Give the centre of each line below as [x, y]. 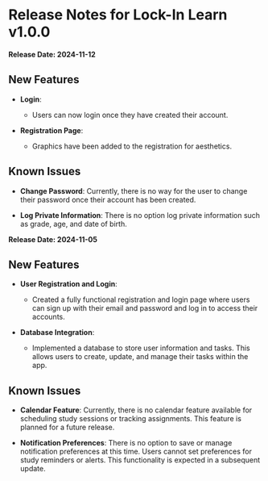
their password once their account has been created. [108, 199]
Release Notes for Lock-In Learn [118, 15]
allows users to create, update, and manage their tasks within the [140, 357]
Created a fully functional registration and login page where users [141, 299]
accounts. [49, 317]
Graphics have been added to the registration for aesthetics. [132, 146]
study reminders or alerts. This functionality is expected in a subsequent [140, 460]
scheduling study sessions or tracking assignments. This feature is [130, 419]
